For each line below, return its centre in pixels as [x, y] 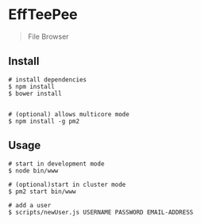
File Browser [48, 36]
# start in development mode [56, 164]
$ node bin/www [33, 171]
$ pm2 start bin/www [43, 192]
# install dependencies [48, 80]
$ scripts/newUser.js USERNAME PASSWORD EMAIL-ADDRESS [101, 212]
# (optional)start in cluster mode [67, 184]
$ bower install [35, 93]
